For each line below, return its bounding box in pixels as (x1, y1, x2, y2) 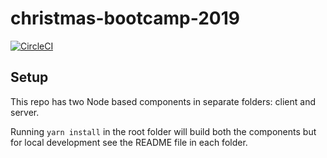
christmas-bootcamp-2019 (10, 7, 240, 30)
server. (10, 106, 40, 118)
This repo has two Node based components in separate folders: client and (10, 95, 317, 107)
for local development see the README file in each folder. (10, 136, 248, 148)
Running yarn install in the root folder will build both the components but (10, 125, 317, 137)
